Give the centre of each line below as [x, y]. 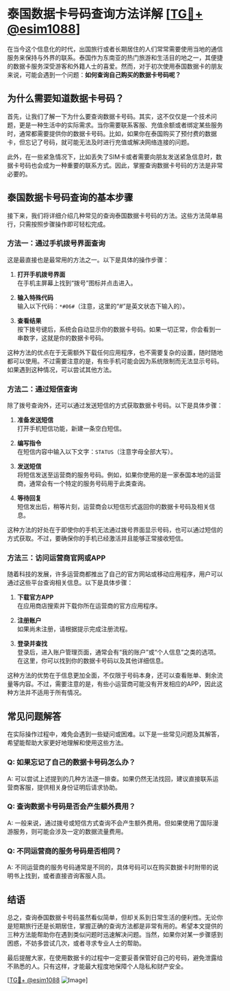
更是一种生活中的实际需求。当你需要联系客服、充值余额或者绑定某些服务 [121, 125]
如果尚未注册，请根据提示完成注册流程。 [74, 629]
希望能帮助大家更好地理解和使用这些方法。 [67, 743]
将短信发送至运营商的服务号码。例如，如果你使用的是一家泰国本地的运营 [119, 475]
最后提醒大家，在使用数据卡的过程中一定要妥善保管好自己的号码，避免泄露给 [115, 957]
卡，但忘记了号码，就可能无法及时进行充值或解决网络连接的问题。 [100, 142]
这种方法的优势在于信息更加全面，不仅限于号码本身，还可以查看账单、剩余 [112, 675]
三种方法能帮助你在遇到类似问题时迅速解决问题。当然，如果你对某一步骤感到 [115, 934]
